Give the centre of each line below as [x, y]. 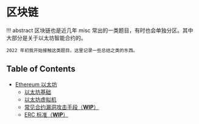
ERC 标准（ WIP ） [46, 114]
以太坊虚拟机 [40, 99]
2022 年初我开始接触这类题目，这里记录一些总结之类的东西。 [72, 50]
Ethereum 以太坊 [36, 84]
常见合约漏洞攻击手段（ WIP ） [61, 107]
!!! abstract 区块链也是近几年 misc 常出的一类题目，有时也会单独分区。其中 [100, 30]
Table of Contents [41, 69]
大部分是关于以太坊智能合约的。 [46, 38]
